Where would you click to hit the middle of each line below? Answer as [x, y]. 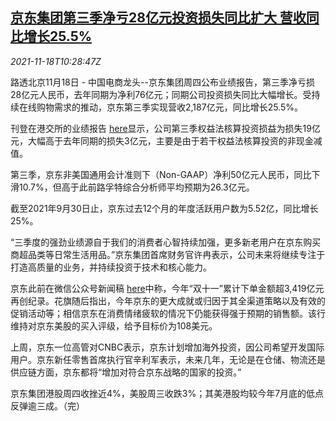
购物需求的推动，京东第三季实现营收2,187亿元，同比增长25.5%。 [169, 107]
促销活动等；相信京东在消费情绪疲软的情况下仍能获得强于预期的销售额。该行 [168, 313]
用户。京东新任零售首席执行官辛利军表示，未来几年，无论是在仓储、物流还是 [168, 359]
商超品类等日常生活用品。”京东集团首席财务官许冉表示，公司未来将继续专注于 [168, 254]
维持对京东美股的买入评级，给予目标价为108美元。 [114, 325]
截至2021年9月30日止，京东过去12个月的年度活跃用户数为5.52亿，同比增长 [164, 208]
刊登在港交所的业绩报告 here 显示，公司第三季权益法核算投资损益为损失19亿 [165, 128]
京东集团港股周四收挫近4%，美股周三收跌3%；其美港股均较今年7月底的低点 [167, 393]
